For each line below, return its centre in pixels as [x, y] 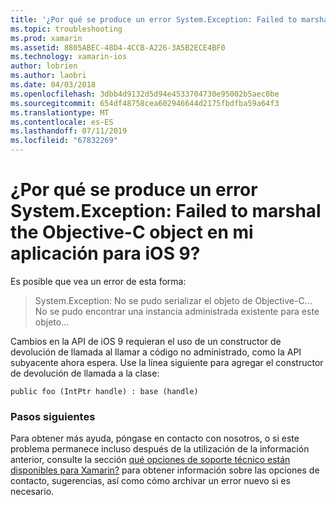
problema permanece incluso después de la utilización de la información [160, 449]
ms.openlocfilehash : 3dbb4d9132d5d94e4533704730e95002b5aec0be [145, 94]
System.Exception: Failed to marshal [166, 211]
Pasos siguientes [53, 416]
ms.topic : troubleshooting [66, 29]
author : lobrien [44, 66]
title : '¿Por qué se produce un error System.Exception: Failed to [154, 19]
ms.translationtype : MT [60, 112]
